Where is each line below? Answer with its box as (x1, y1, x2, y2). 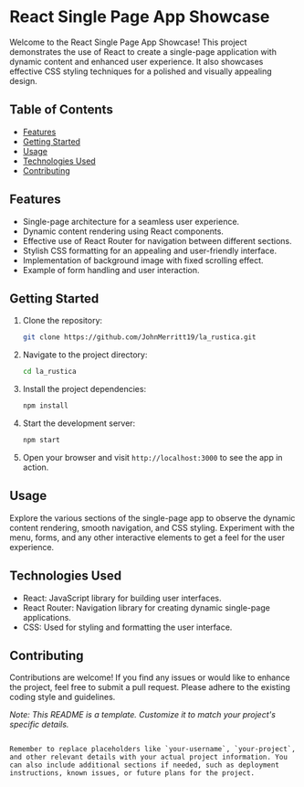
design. (9, 75, 38, 86)
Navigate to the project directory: (22, 349, 148, 360)
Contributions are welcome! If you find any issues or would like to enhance (9, 672, 290, 683)
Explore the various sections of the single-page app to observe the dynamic (9, 512, 296, 523)
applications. (22, 612, 71, 622)
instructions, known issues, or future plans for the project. (9, 769, 256, 778)
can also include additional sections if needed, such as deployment (9, 760, 280, 770)
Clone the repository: (22, 315, 103, 326)
